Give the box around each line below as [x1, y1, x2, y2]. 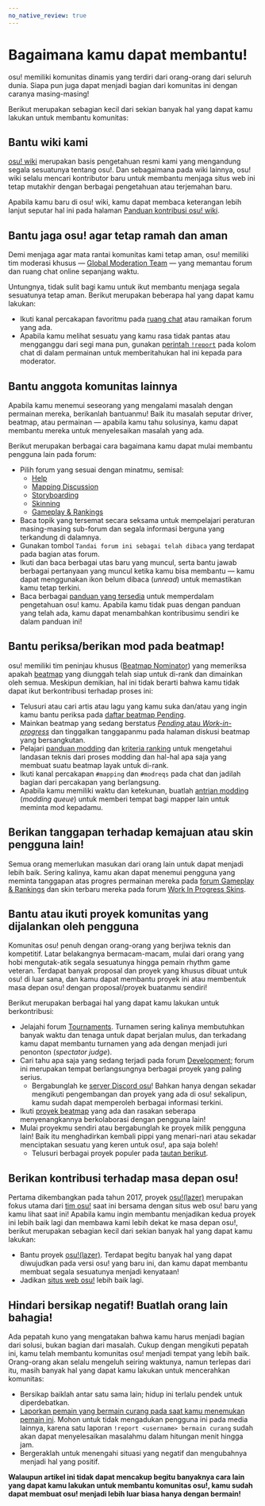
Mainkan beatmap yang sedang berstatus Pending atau [19, 718, 201, 728]
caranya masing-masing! [8, 89, 90, 98]
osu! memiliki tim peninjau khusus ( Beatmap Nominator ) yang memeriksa [8, 660, 248, 670]
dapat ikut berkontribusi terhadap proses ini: [8, 686, 153, 695]
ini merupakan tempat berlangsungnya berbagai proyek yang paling [19, 1064, 242, 1074]
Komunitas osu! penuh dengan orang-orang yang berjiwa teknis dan [8, 941, 232, 951]
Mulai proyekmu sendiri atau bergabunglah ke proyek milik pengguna [19, 1124, 246, 1133]
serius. [19, 1073, 42, 1082]
